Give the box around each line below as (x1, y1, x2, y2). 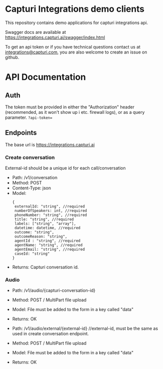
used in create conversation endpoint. (12, 331, 89, 337)
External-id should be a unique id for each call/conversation (5, 165, 126, 171)
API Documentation (5, 72, 86, 83)
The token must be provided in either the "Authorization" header (5, 104, 135, 110)
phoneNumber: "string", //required (14, 212, 87, 218)
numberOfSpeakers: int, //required (14, 209, 87, 213)
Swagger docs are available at (5, 29, 66, 35)
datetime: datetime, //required (14, 226, 81, 231)
